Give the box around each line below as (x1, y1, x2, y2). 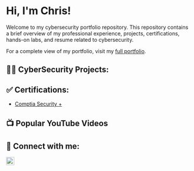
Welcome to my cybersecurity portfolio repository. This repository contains (6, 24, 189, 31)
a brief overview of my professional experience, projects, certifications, (6, 29, 180, 37)
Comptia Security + (14, 100, 63, 107)
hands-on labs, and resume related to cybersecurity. (6, 36, 134, 43)
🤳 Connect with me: (6, 141, 80, 151)
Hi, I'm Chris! (6, 4, 71, 18)
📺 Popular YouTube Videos (6, 118, 108, 128)
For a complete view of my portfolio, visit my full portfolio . (6, 47, 146, 54)
